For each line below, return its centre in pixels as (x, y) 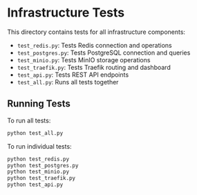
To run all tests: (29, 120)
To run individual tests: (39, 146)
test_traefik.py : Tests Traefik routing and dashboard (94, 67)
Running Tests (39, 104)
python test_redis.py (38, 159)
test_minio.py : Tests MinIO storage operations (84, 59)
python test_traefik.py (41, 178)
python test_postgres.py (43, 165)
